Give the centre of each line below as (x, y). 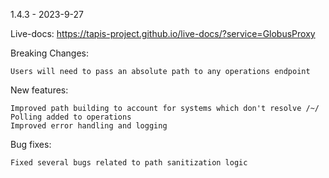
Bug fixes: (31, 144)
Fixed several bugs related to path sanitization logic (129, 163)
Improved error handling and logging (89, 126)
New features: (39, 90)
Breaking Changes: (50, 53)
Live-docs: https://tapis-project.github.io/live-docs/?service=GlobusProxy (163, 33)
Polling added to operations (71, 117)
